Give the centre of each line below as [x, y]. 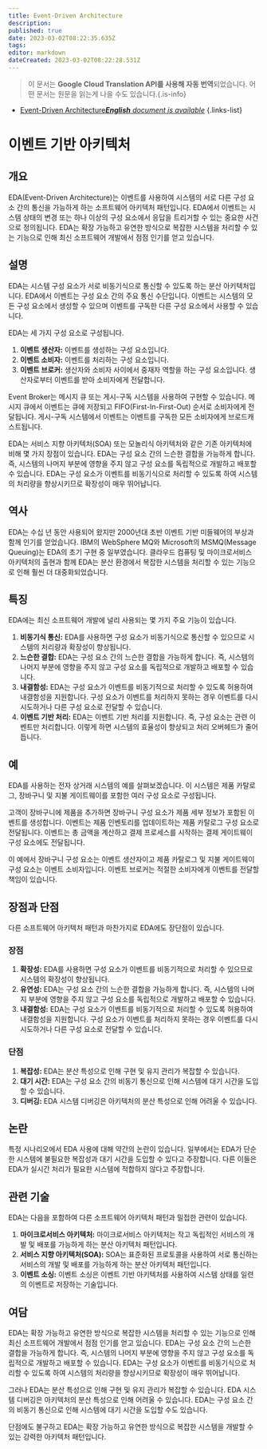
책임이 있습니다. [33, 879]
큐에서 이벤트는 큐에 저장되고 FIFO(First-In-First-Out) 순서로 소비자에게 [135, 406]
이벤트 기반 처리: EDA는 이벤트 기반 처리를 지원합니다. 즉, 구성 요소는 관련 [133, 717]
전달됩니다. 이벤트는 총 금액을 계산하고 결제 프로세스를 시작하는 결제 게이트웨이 [131, 833]
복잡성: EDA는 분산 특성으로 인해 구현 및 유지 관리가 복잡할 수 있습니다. [130, 1071]
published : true [35, 30]
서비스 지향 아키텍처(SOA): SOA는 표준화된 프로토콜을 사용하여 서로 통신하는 [139, 1255]
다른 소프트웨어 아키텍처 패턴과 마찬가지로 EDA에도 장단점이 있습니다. [116, 927]
